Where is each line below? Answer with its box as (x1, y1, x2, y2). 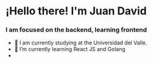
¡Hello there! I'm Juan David (5, 4, 147, 18)
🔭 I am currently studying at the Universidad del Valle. (14, 39, 148, 46)
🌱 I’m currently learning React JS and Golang (14, 46, 125, 53)
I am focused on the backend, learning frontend (5, 26, 148, 34)
